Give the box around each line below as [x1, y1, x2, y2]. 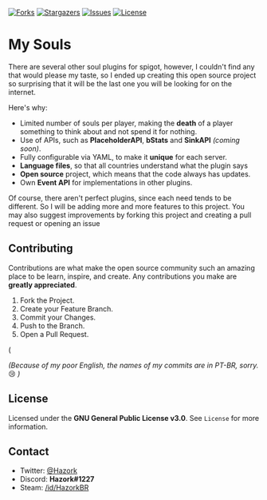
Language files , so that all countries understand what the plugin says [19, 161, 249, 170]
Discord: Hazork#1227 [19, 474, 95, 484]
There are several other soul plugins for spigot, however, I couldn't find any [8, 62, 255, 71]
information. [8, 422, 49, 431]
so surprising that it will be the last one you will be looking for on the [8, 78, 233, 88]
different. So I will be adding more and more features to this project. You [8, 201, 245, 211]
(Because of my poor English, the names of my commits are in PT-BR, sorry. [8, 360, 259, 370]
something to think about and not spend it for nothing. [19, 126, 198, 136]
